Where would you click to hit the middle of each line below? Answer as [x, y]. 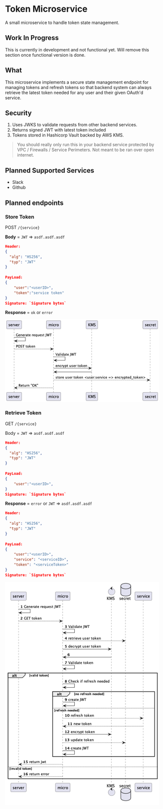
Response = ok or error [29, 313]
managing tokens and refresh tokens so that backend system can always [78, 87]
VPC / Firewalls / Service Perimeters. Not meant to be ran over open [85, 150]
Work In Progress [32, 38]
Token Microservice [46, 9]
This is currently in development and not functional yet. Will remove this [77, 49]
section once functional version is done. [45, 55]
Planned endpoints [34, 203]
